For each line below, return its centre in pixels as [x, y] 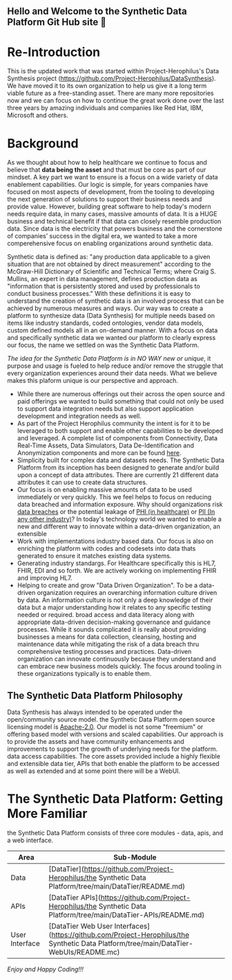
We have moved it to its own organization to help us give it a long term [107, 86]
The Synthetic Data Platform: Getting [115, 799]
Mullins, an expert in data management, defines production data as [103, 279]
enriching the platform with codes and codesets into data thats [106, 549]
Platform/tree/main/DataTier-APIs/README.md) [127, 915]
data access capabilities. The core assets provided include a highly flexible [114, 756]
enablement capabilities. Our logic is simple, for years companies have [108, 185]
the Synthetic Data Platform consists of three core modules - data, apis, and [115, 833]
